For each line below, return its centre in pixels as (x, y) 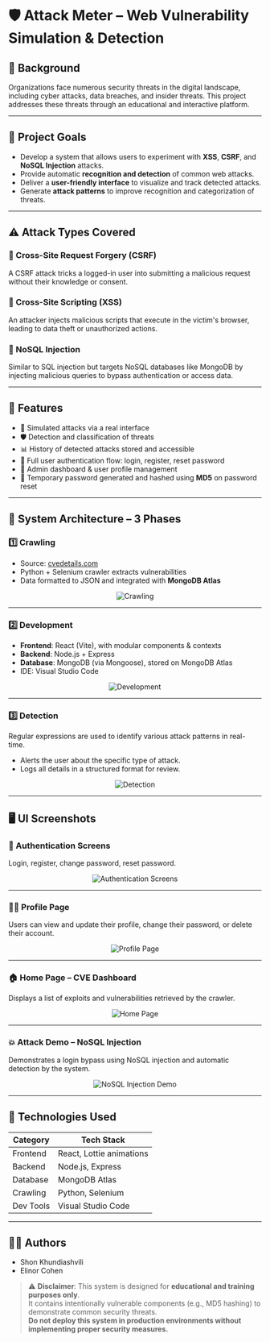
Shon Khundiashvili (52, 1262)
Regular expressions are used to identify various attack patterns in (118, 736)
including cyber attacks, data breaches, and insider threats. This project (127, 96)
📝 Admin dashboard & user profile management (98, 469)
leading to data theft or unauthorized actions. (83, 328)
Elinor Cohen (41, 1271)
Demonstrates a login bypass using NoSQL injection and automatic (119, 1060)
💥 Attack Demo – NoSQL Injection (75, 1042)
